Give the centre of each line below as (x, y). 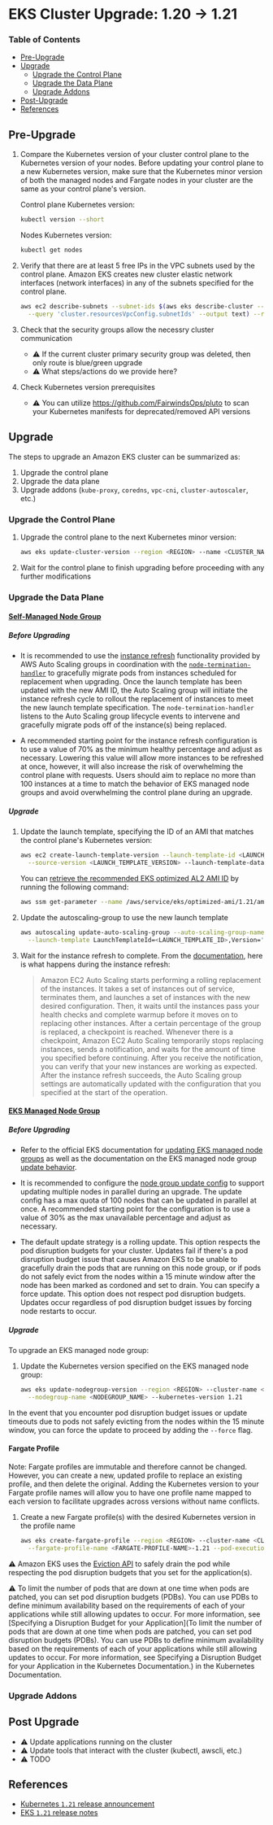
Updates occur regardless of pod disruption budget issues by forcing (136, 1303)
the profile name (48, 1526)
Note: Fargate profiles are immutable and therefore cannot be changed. (128, 1467)
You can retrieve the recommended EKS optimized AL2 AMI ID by (130, 878)
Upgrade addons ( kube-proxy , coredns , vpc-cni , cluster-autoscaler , (134, 490)
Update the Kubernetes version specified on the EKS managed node (134, 1366)
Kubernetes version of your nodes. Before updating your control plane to (142, 163)
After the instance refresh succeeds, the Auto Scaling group (141, 1075)
